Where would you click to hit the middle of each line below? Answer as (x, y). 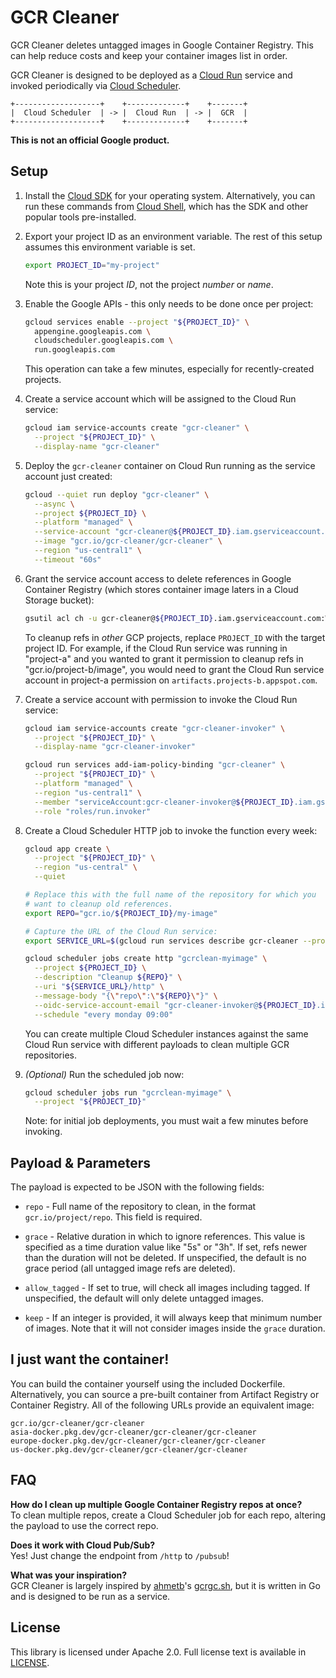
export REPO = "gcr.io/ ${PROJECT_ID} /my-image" (121, 913)
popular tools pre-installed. (80, 217)
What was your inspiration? (69, 1575)
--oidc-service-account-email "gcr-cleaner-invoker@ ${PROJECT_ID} (175, 1005)
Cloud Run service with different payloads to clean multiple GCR (157, 1044)
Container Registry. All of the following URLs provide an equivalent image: (162, 1405)
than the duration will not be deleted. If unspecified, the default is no (165, 1258)
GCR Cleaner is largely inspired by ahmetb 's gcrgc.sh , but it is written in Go (165, 1585)
